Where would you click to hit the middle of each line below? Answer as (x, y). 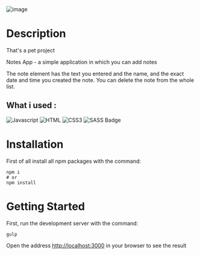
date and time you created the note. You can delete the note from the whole (100, 80)
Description (36, 34)
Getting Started (46, 206)
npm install (21, 183)
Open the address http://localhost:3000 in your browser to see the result (96, 245)
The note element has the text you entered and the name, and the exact (95, 74)
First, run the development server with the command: (72, 223)
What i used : (31, 105)
